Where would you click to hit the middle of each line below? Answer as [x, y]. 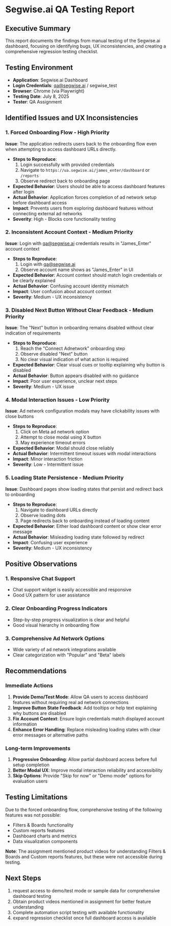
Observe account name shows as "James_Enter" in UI [77, 270]
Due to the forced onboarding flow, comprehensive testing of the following [84, 809]
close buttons [20, 417]
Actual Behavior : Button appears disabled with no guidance [76, 376]
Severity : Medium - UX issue [43, 387]
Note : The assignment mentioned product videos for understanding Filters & [86, 851]
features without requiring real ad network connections [70, 702]
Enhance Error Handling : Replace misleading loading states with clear [87, 729]
